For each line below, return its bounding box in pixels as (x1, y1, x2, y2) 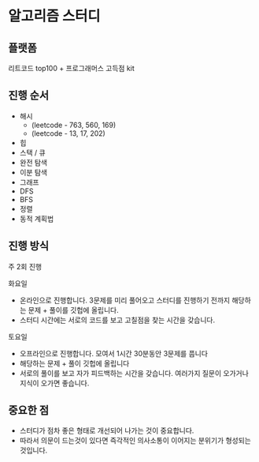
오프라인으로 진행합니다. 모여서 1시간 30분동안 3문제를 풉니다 (19, 348, 209, 358)
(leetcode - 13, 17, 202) (31, 128, 106, 138)
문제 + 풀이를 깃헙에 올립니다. (28, 305, 120, 314)
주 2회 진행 (8, 261, 42, 271)
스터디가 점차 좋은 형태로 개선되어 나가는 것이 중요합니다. (19, 426, 194, 435)
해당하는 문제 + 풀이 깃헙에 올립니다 (19, 359, 130, 368)
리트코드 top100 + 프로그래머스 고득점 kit (8, 64, 135, 73)
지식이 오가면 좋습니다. (19, 378, 90, 388)
